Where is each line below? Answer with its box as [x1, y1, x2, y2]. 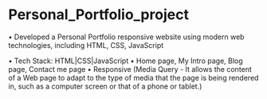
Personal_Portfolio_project [8, 6, 190, 24]
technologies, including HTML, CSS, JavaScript [8, 40, 164, 49]
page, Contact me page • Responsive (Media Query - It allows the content [8, 64, 253, 73]
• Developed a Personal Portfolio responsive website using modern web [8, 32, 245, 42]
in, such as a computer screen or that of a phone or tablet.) [8, 81, 202, 91]
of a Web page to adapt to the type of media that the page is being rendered [8, 73, 259, 82]
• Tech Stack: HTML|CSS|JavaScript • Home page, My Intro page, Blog [8, 56, 243, 65]
